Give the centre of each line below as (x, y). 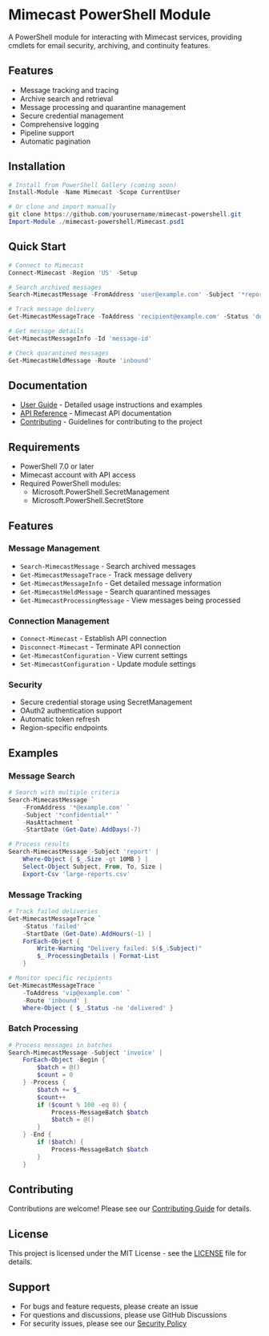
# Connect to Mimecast (46, 265)
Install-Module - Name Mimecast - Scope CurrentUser (94, 193)
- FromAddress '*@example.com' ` (76, 807)
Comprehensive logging (59, 124)
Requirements (44, 447)
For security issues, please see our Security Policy (103, 1323)
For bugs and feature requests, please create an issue (109, 1306)
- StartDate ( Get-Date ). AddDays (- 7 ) (82, 830)
